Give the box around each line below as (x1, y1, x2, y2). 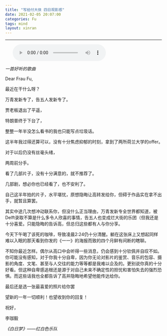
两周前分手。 (5, 160, 31, 166)
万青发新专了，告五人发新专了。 (5, 96, 71, 102)
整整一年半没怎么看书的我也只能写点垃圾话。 (5, 128, 97, 134)
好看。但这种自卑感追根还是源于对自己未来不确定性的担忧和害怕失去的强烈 (5, 267, 158, 273)
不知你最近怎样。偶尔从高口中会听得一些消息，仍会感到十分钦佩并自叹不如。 (5, 248, 162, 254)
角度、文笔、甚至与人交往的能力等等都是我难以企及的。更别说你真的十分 (13, 260, 162, 266)
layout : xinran (5, 26, 37, 31)
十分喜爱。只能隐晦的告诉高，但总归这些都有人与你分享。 (5, 221, 123, 227)
